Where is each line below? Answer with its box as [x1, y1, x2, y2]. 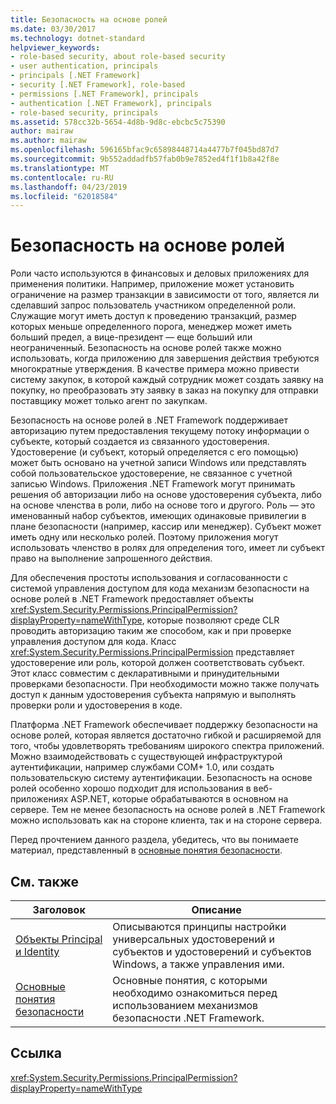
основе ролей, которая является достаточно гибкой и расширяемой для [10, 729, 322, 741]
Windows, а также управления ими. [112, 957, 285, 971]
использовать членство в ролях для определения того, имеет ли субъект [10, 542, 325, 554]
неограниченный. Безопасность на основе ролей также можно [10, 342, 282, 354]
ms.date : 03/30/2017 [10, 24, 97, 34]
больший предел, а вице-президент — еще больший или [10, 331, 253, 343]
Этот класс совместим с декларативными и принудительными [10, 667, 280, 680]
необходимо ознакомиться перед [112, 986, 278, 1000]
